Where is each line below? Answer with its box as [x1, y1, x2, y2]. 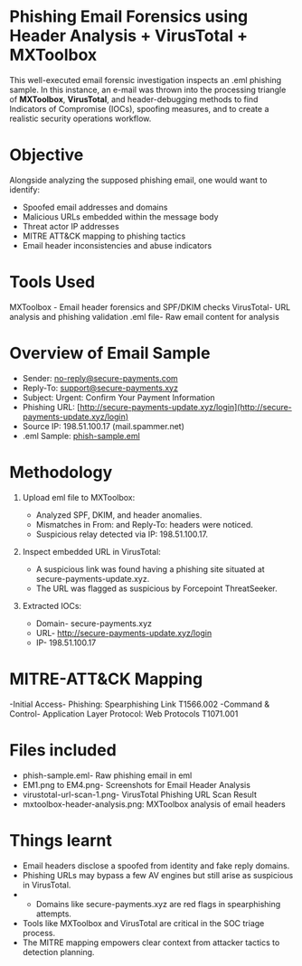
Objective [9, 145, 84, 165]
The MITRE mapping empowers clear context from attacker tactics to [22, 937, 280, 948]
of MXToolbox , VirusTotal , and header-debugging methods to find [9, 93, 259, 105]
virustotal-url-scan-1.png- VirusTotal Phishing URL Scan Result [22, 789, 258, 800]
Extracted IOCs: [22, 600, 82, 611]
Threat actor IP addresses [22, 220, 119, 231]
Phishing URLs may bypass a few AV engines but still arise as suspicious [22, 869, 294, 880]
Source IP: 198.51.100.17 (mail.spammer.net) [22, 420, 185, 431]
